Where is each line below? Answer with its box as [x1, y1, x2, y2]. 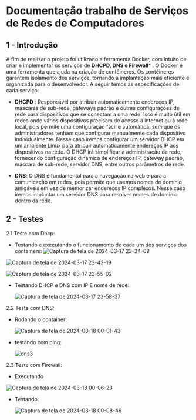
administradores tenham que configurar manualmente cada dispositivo [14, 129, 186, 136]
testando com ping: [14, 338, 62, 345]
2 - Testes [6, 214, 44, 224]
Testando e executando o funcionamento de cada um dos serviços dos [14, 241, 187, 248]
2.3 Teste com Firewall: [6, 361, 63, 368]
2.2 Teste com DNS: [6, 304, 55, 311]
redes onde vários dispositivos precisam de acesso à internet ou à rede [14, 117, 188, 124]
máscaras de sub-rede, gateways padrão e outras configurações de [14, 105, 180, 111]
